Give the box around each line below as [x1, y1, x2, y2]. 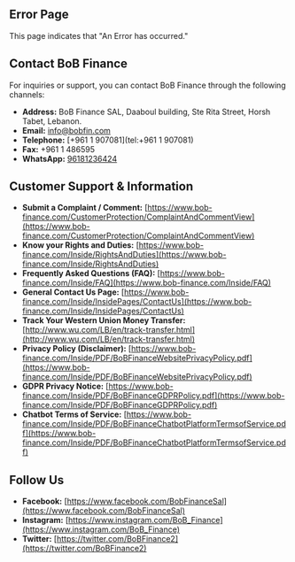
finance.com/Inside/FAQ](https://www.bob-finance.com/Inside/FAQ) [21, 278, 272, 289]
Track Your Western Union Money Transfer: [21, 315, 186, 326]
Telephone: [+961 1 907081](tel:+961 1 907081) [21, 135, 194, 145]
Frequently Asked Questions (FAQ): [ [21, 268, 161, 279]
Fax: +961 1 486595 [21, 143, 96, 154]
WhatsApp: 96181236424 [21, 153, 118, 164]
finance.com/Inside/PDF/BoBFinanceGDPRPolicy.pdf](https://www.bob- [21, 390, 285, 401]
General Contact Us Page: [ [21, 287, 125, 297]
